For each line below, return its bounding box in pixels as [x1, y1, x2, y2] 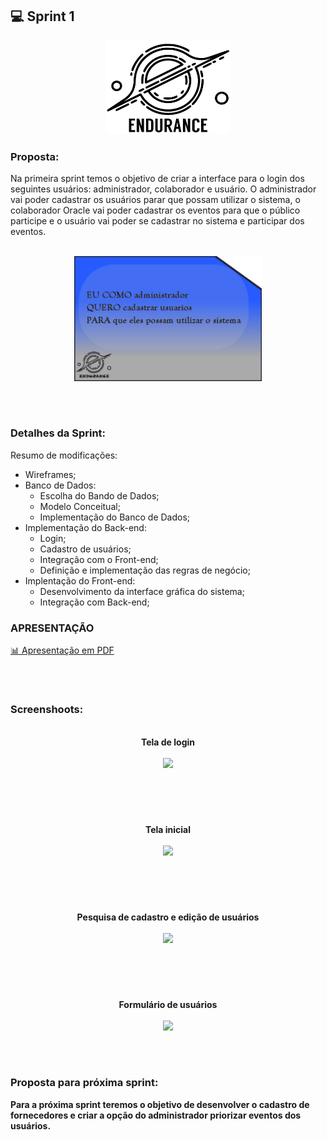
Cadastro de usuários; [39, 543, 132, 555]
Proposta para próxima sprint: [10, 1076, 159, 1090]
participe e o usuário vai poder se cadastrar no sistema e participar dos [10, 215, 305, 227]
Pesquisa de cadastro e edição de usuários [76, 911, 260, 923]
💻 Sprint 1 [10, 8, 75, 25]
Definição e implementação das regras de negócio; [39, 564, 251, 576]
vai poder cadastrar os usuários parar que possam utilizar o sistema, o [10, 194, 301, 206]
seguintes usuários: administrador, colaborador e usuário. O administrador [10, 183, 317, 195]
